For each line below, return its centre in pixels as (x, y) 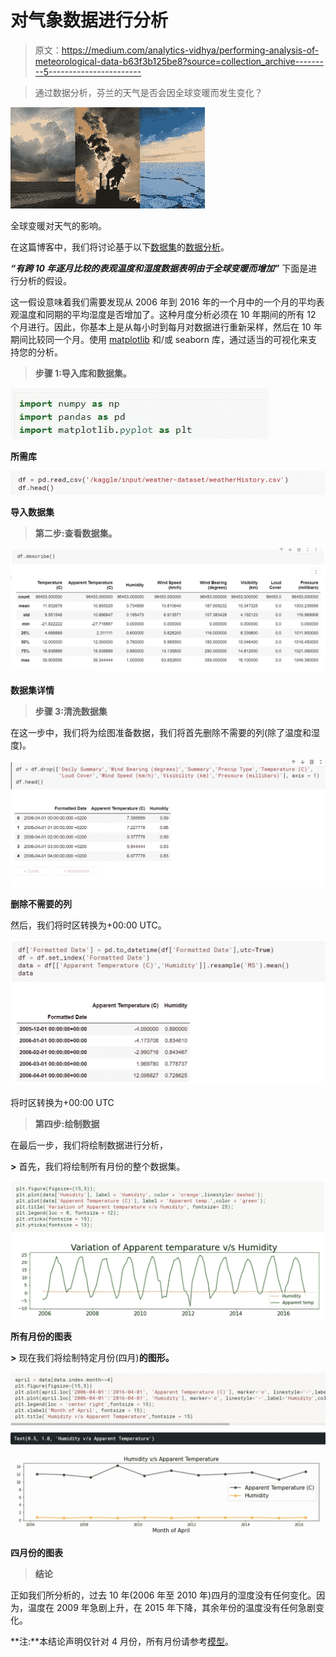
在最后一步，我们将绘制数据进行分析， (89, 1145)
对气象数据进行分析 (89, 20)
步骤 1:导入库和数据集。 (83, 373)
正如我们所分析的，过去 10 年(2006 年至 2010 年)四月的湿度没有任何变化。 (163, 1595)
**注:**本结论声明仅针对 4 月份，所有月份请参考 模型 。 (122, 1641)
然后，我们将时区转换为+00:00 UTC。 (88, 925)
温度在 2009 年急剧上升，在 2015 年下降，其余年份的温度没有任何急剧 (172, 1607)
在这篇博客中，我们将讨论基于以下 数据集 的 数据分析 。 (120, 247)
